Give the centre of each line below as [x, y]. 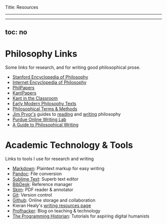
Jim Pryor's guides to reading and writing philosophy [66, 114]
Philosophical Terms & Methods [45, 109]
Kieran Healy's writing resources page [51, 206]
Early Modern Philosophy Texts [44, 104]
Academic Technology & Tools [69, 145]
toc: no [16, 32]
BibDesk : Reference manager [42, 185]
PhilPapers [23, 88]
